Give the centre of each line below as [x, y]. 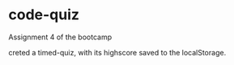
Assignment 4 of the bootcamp [60, 37]
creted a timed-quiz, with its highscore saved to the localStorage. [117, 52]
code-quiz [44, 15]
